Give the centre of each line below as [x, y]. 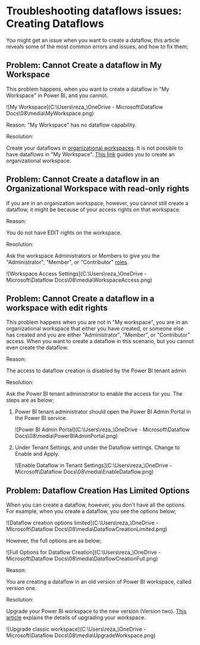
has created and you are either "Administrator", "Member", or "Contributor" [98, 335]
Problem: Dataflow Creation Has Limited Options [98, 490]
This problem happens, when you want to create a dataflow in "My [88, 89]
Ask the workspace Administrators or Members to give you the [83, 255]
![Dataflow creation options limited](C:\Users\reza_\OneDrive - [82, 523]
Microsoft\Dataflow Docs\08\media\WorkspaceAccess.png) [79, 280]
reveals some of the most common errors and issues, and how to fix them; [97, 47]
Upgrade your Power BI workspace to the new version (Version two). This [96, 611]
